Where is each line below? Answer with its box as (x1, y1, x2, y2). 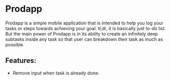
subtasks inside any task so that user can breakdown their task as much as (5, 36, 163, 42)
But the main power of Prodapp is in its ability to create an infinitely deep (5, 31, 158, 37)
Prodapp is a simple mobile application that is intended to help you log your (5, 20, 163, 26)
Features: (5, 57, 37, 65)
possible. (5, 41, 25, 47)
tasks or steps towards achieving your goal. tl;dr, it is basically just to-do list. (5, 25, 166, 31)
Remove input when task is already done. (12, 70, 100, 76)
